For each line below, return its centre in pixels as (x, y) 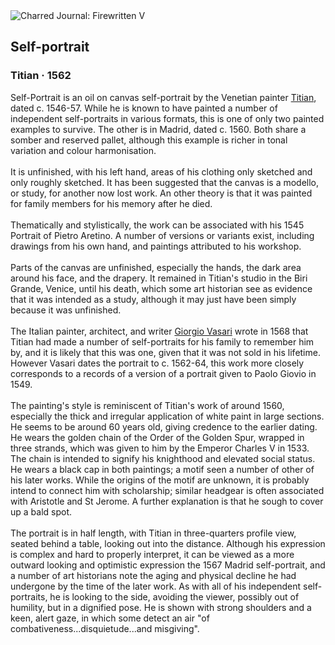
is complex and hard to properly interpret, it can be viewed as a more (152, 554)
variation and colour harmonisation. (83, 150)
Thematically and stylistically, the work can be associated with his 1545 (157, 225)
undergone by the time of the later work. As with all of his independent (156, 586)
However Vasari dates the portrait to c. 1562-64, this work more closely (157, 363)
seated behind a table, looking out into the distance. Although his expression (168, 543)
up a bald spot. (41, 511)
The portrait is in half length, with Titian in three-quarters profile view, (153, 533)
